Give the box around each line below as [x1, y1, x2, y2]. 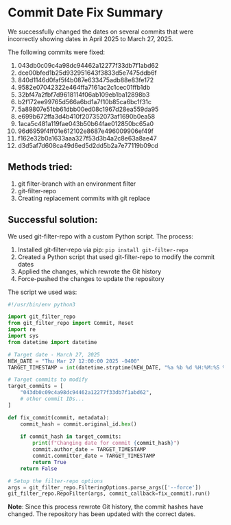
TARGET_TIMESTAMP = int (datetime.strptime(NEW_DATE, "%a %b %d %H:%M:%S [8, 364, 220, 371]
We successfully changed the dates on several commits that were [8, 27, 194, 36]
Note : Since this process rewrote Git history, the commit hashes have [8, 502, 204, 511]
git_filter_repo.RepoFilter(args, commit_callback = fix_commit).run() [8, 490, 211, 498]
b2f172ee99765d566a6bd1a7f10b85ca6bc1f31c [17, 97, 151, 106]
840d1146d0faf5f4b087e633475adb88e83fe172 [17, 75, 154, 84]
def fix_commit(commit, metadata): [8, 414, 110, 421]
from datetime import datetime [8, 339, 97, 345]
